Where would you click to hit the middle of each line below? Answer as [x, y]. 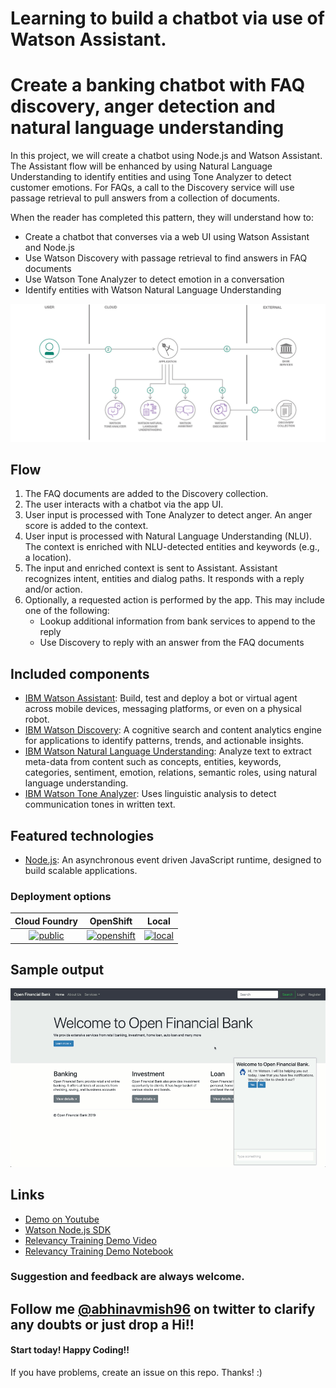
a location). [48, 558]
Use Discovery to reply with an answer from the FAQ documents [172, 643]
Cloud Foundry [46, 921]
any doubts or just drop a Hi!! [102, 1324]
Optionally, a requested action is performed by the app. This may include [174, 600]
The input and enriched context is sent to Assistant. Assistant [151, 568]
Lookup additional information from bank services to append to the [177, 621]
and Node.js [49, 248]
